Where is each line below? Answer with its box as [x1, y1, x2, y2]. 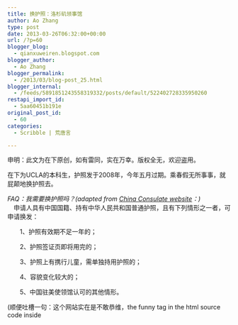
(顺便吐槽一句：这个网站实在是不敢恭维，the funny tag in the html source [7, 303, 221, 312]
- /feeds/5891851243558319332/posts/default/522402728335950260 [13, 89, 208, 97]
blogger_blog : [7, 43, 50, 50]
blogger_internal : [7, 83, 62, 90]
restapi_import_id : [7, 97, 65, 104]
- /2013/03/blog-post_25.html [13, 76, 103, 84]
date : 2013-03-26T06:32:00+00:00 [7, 30, 106, 38]
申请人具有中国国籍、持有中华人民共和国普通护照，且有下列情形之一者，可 [13, 204, 231, 212]
